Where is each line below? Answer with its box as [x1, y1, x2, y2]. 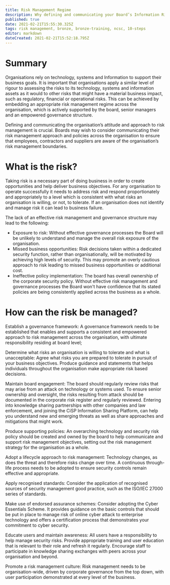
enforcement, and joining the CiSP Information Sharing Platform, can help [5, 407, 158, 413]
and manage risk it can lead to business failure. [5, 205, 104, 211]
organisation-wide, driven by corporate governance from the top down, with [5, 568, 164, 575]
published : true [5, 17, 39, 22]
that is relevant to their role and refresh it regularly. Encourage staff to [5, 542, 151, 549]
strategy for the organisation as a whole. [5, 444, 90, 450]
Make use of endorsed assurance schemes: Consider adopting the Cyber [5, 500, 158, 506]
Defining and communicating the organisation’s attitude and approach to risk [5, 122, 165, 128]
